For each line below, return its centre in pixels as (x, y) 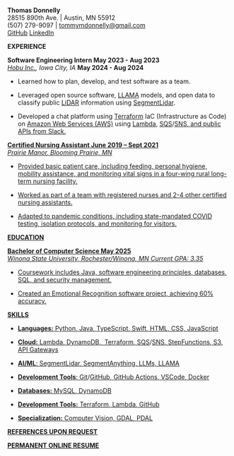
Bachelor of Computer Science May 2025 (69, 251)
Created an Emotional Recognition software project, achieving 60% (116, 293)
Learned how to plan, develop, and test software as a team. (104, 81)
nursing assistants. (45, 202)
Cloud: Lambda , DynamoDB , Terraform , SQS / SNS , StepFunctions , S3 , (120, 342)
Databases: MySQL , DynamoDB (64, 391)
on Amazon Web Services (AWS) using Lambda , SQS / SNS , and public (119, 124)
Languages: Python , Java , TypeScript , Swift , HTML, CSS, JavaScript (118, 328)
